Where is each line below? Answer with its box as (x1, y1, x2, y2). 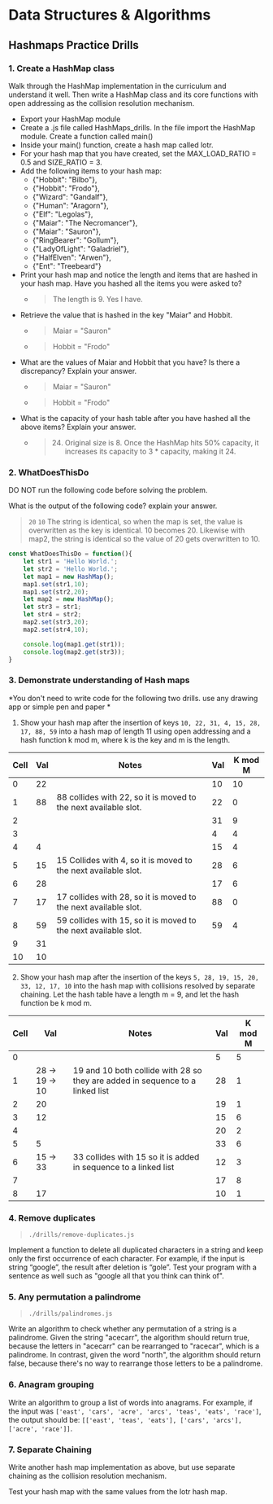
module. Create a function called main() (19, 131, 154, 141)
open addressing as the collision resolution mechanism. (8, 98, 195, 107)
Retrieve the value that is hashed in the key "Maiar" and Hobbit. (19, 309, 233, 319)
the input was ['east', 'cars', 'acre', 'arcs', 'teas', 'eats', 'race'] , (8, 1406, 262, 1416)
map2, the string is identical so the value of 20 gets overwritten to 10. (28, 534, 261, 544)
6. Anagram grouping (8, 1379, 95, 1390)
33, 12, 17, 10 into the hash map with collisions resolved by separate (19, 980, 256, 990)
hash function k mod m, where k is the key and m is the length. (19, 734, 231, 744)
